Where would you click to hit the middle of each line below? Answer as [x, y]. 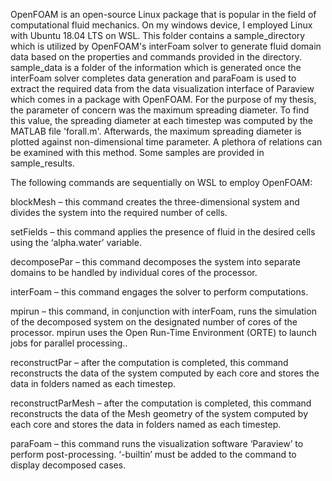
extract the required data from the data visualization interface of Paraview [162, 88]
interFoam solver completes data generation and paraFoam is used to [153, 78]
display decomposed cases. [68, 465]
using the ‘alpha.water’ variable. [76, 242]
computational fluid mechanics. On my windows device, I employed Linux [161, 25]
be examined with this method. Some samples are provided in [137, 152]
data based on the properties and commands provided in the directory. [156, 57]
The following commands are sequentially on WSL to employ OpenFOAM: [161, 182]
